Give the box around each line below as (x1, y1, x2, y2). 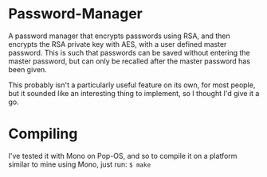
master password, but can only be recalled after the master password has (8, 56, 251, 66)
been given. (8, 64, 48, 74)
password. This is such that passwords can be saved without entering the (8, 48, 251, 57)
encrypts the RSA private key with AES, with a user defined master (8, 39, 227, 48)
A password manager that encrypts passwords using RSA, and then (8, 31, 230, 40)
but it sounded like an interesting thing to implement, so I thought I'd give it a (8, 88, 260, 98)
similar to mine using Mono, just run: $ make (8, 160, 151, 169)
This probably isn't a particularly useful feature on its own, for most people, (8, 80, 256, 90)
